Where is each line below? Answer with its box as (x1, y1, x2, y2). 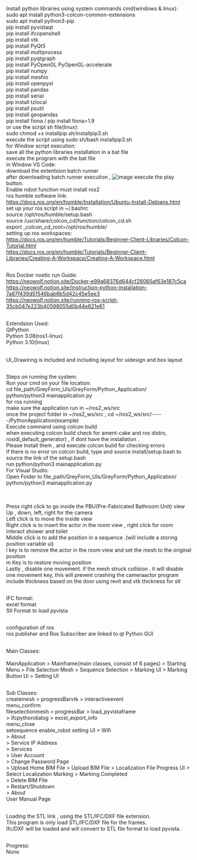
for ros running (6, 398, 42, 405)
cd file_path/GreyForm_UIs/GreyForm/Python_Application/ (6, 386, 147, 393)
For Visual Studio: (6, 467, 49, 474)
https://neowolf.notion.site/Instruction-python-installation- (6, 284, 148, 291)
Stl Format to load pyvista (6, 607, 68, 614)
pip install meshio (6, 73, 49, 80)
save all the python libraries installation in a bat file (6, 149, 129, 155)
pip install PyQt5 (6, 42, 46, 49)
